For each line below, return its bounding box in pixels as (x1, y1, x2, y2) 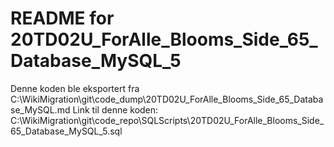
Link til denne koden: (72, 103, 159, 116)
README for (10, 7, 115, 30)
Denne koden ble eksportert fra (10, 82, 140, 94)
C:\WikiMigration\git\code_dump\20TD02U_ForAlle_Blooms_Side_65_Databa (10, 93, 324, 105)
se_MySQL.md (10, 103, 71, 116)
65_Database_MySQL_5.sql (10, 125, 123, 137)
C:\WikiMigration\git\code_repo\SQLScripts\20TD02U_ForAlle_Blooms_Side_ (10, 114, 325, 126)
